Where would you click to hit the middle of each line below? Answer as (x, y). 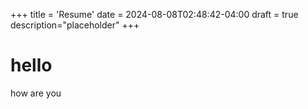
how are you (36, 93)
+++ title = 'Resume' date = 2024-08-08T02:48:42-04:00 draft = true (154, 14)
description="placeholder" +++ (75, 25)
